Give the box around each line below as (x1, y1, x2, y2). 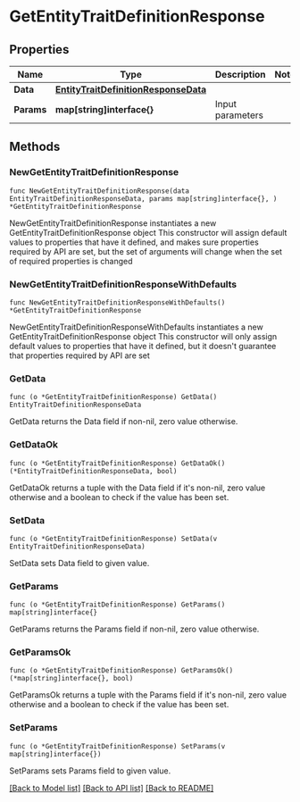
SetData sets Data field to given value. (9, 557, 150, 568)
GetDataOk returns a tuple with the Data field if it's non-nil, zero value (9, 482, 266, 493)
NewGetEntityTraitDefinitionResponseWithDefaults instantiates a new (9, 322, 263, 332)
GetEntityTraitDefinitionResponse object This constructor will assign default (9, 227, 287, 238)
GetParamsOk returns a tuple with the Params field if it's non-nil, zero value (9, 689, 287, 700)
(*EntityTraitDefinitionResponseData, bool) (9, 466, 178, 475)
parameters (214, 109, 263, 121)
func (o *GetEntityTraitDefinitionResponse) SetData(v (9, 534, 218, 543)
